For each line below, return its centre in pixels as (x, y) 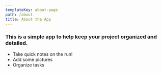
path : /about (19, 15)
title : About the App (28, 19)
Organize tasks (29, 65)
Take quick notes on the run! (43, 54)
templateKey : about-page (32, 10)
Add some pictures (33, 59)
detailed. (17, 43)
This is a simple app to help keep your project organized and (81, 37)
